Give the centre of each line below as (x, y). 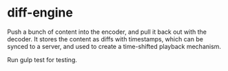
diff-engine (40, 13)
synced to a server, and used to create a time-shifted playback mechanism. (114, 46)
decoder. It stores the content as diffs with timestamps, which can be (105, 39)
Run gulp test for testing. (42, 59)
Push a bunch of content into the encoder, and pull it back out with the (107, 32)
